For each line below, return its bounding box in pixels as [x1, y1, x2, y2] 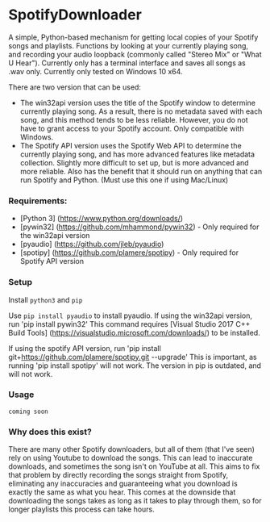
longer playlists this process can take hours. [8, 504, 155, 514]
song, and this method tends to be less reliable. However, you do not [19, 115, 248, 124]
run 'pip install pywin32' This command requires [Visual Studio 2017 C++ [8, 319, 251, 328]
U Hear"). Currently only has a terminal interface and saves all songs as [8, 58, 246, 68]
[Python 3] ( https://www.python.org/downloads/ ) [19, 214, 184, 223]
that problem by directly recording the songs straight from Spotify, [8, 470, 229, 480]
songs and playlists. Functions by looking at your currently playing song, [8, 40, 248, 50]
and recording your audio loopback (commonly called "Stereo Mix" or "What [8, 49, 262, 59]
